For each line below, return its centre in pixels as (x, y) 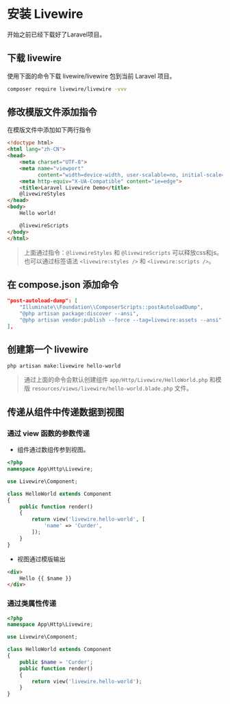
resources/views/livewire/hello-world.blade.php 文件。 (112, 388)
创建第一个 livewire (48, 350)
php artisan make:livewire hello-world (64, 366)
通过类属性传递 (32, 604)
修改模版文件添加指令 (52, 112)
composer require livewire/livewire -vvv (67, 89)
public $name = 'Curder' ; (56, 662)
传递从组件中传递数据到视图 (66, 412)
